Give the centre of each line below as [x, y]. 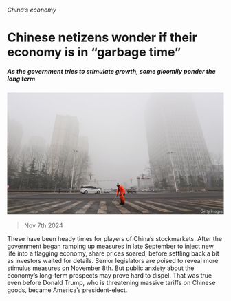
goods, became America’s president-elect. [67, 290]
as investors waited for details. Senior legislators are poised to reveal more [113, 261]
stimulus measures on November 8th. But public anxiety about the [101, 268]
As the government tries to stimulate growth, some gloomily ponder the [111, 72]
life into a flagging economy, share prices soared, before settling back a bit [113, 253]
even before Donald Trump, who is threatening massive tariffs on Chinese [111, 283]
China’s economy [32, 10]
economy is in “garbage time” [94, 52]
